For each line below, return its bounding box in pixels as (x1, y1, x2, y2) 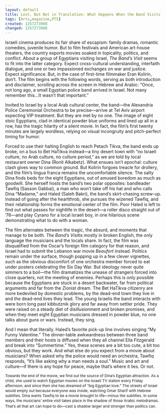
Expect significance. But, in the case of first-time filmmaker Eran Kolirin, (5, 71, 152, 77)
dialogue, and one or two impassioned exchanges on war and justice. (5, 66, 147, 72)
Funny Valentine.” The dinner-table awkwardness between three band (5, 332, 148, 338)
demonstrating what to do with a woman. (5, 217, 89, 223)
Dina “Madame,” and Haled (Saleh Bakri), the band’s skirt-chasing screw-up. (5, 191, 162, 197)
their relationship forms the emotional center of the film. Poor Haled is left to (5, 202, 161, 207)
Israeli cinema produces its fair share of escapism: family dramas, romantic (5, 39, 159, 45)
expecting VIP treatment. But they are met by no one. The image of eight (5, 112, 153, 118)
